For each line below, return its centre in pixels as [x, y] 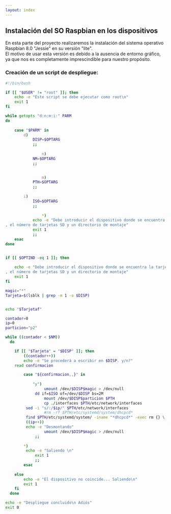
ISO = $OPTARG [45, 201]
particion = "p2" [21, 328]
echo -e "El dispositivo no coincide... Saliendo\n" [81, 479]
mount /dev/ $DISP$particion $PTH [79, 398]
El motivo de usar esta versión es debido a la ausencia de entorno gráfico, [83, 54]
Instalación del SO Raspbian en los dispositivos [82, 31]
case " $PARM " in [32, 130]
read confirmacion [34, 365]
